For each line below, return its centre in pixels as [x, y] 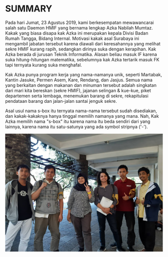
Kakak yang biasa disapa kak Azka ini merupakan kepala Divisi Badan [77, 33]
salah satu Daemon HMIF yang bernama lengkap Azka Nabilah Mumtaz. [79, 27]
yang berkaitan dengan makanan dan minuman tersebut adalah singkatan [81, 85]
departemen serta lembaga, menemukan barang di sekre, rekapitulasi [77, 96]
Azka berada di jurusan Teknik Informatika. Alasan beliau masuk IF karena [81, 54]
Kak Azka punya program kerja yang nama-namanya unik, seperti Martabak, [84, 74]
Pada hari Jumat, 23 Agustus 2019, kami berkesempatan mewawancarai [79, 22]
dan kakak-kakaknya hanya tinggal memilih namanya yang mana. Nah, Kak [82, 116]
